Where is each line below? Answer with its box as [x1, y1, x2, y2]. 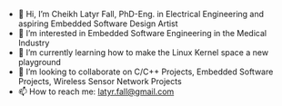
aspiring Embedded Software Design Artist [17, 18, 179, 29]
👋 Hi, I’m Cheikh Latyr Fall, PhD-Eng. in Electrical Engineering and [17, 9, 265, 19]
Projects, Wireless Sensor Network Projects [17, 76, 182, 86]
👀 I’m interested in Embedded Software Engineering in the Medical [17, 28, 267, 38]
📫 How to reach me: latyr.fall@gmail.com [17, 86, 175, 97]
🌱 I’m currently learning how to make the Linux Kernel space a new [17, 47, 269, 58]
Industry [17, 37, 50, 48]
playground [17, 57, 62, 67]
